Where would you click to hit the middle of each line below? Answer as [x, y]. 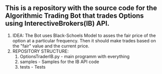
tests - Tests [33, 67]
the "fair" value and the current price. [51, 46]
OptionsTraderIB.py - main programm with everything [75, 56]
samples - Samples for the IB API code [60, 62]
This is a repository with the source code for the [81, 8]
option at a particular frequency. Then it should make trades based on [84, 40]
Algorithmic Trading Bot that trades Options [75, 16]
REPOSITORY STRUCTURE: [40, 51]
